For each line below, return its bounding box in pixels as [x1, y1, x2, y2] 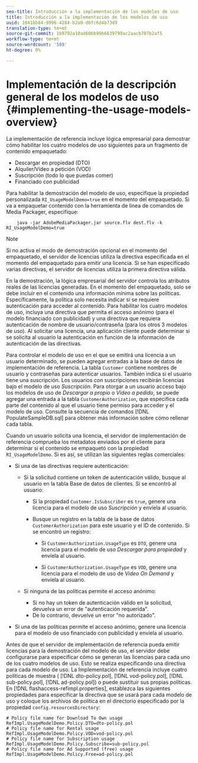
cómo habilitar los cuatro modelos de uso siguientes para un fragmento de [6, 141, 188, 148]
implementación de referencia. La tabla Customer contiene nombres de [6, 364, 177, 371]
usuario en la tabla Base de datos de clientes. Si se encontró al [23, 480, 177, 487]
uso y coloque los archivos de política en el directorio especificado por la [6, 697, 184, 704]
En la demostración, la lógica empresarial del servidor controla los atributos [6, 277, 190, 284]
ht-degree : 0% [6, 47, 41, 53]
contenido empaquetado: [6, 147, 68, 154]
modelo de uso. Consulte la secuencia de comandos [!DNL [6, 408, 150, 415]
